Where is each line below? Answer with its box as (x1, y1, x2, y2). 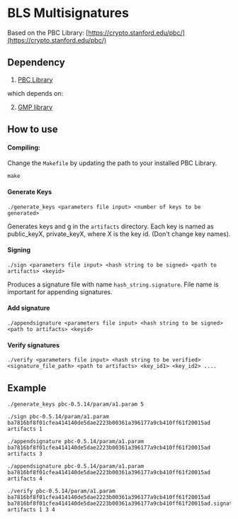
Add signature (7, 303, 50, 313)
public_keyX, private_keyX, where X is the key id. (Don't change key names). (7, 229, 231, 238)
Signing (7, 246, 30, 255)
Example (7, 381, 47, 394)
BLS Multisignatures (7, 5, 130, 21)
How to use (7, 123, 58, 135)
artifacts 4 (7, 475, 42, 482)
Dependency (7, 57, 65, 69)
